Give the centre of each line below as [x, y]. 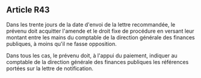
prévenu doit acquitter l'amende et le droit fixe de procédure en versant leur [100, 31]
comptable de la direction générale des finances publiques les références [97, 62]
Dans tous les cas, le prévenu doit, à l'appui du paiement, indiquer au [92, 55]
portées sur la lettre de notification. [50, 68]
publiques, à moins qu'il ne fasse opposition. [62, 44]
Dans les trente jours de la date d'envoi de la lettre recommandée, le [91, 24]
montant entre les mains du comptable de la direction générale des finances [100, 37]
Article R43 [28, 10]
